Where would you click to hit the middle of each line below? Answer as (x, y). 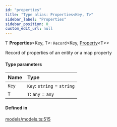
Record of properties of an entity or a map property (58, 53)
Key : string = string (51, 86)
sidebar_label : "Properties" (36, 19)
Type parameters (24, 64)
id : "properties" (23, 10)
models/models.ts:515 (28, 119)
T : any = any (41, 94)
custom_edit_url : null (29, 29)
